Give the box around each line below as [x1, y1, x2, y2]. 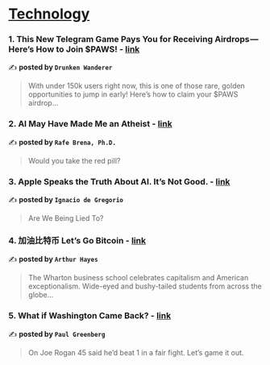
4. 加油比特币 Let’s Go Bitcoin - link [8, 235, 147, 246]
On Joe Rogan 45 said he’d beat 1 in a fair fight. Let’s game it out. [27, 347, 244, 357]
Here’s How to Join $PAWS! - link [8, 44, 140, 55]
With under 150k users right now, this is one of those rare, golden [27, 81, 246, 91]
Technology [8, 5, 90, 23]
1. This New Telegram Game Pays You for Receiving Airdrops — [8, 34, 260, 45]
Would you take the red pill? [27, 156, 121, 165]
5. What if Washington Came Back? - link [8, 310, 172, 321]
